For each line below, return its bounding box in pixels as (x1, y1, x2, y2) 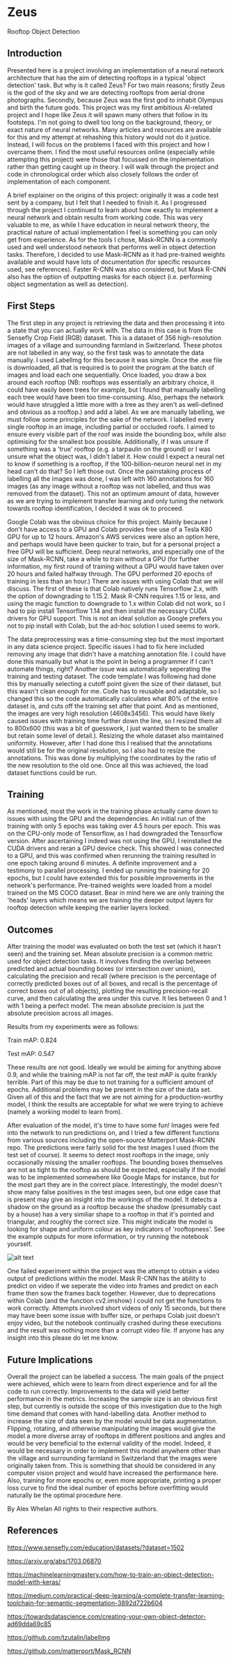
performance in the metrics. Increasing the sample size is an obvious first (7, 1395, 218, 1403)
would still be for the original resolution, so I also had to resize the (7, 746, 196, 755)
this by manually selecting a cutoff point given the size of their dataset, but (7, 679, 221, 688)
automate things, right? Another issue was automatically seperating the (7, 665, 211, 673)
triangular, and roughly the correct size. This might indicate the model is (7, 1217, 214, 1226)
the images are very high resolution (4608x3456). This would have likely (7, 709, 216, 718)
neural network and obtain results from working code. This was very (7, 213, 203, 221)
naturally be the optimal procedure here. (7, 1491, 123, 1499)
